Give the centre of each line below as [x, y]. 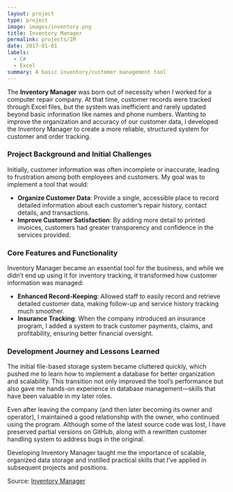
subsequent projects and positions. [58, 468]
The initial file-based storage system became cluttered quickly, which [107, 367]
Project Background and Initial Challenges [79, 154]
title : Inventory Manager [45, 33]
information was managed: [46, 283]
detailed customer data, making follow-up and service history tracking [118, 304]
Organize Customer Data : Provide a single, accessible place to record [118, 198]
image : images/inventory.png [49, 26]
